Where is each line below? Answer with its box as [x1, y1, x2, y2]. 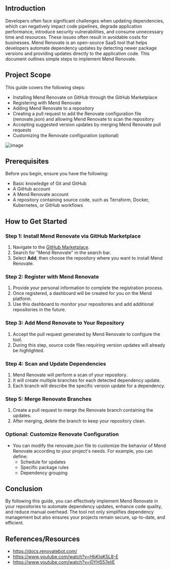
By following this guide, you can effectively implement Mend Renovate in [5, 498, 158, 504]
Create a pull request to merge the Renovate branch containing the [12, 407, 153, 413]
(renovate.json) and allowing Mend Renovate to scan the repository [12, 116, 154, 122]
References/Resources [5, 535, 80, 543]
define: [12, 453, 28, 459]
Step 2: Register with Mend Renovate [5, 273, 100, 281]
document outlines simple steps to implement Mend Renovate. [5, 56, 137, 62]
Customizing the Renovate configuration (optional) [12, 132, 119, 138]
